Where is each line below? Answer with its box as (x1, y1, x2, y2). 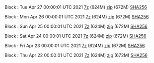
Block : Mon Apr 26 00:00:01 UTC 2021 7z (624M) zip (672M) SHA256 (4, 14, 149, 19)
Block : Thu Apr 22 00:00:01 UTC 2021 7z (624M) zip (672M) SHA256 (4, 52, 148, 58)
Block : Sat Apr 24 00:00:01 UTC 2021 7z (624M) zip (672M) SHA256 (4, 33, 147, 39)
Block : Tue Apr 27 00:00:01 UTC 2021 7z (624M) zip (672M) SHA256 (4, 4, 147, 10)
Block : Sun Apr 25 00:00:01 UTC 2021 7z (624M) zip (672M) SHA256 (4, 23, 148, 29)
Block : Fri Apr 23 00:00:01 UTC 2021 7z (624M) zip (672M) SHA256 (4, 43, 145, 49)
